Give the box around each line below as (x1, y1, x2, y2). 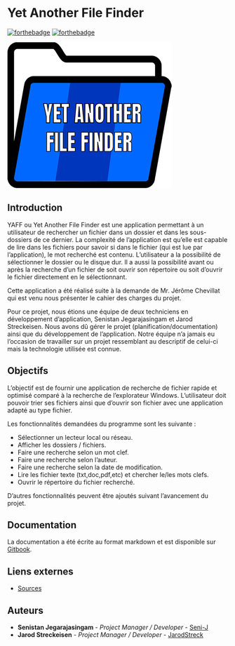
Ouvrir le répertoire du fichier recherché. (17, 478, 135, 486)
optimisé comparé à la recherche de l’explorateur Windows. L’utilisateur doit (7, 391, 227, 399)
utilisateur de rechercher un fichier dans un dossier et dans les (7, 228, 189, 236)
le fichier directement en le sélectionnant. (7, 272, 128, 281)
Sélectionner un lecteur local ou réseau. (17, 433, 133, 441)
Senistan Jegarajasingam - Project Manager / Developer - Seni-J (17, 623, 209, 631)
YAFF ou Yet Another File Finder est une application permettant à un (7, 220, 204, 229)
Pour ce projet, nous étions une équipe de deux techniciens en (7, 307, 189, 316)
